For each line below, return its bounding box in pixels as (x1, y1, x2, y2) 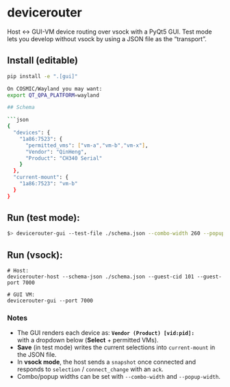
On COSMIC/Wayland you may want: (7, 85, 103, 92)
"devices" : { (13, 129, 51, 136)
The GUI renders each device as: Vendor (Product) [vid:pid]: (16, 329, 195, 337)
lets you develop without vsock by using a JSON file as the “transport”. (7, 34, 207, 43)
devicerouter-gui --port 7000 (7, 297, 94, 305)
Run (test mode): (7, 212, 80, 224)
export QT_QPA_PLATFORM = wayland (7, 91, 99, 99)
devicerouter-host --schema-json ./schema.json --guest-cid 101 (7, 273, 194, 281)
